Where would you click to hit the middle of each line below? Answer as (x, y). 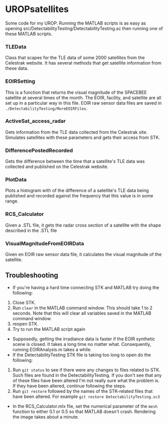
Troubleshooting (32, 275)
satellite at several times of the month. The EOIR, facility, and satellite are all (83, 97)
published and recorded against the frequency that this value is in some (79, 196)
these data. (17, 68)
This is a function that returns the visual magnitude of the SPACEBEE (76, 92)
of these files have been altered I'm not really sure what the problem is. (86, 380)
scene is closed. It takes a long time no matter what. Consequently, (82, 344)
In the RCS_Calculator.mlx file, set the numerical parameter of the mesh (85, 406)
